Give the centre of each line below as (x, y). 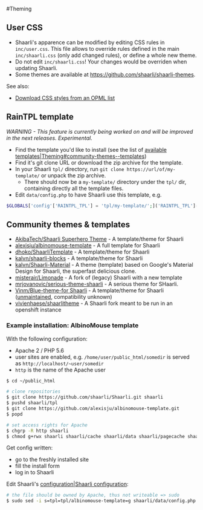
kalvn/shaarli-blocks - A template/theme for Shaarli (79, 258)
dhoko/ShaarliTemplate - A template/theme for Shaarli (82, 252)
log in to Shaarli (34, 472)
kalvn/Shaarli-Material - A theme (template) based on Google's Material (104, 265)
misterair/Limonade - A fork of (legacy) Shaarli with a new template (98, 278)
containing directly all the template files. (74, 188)
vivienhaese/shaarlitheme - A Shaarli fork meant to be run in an (94, 303)
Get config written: (30, 448)
